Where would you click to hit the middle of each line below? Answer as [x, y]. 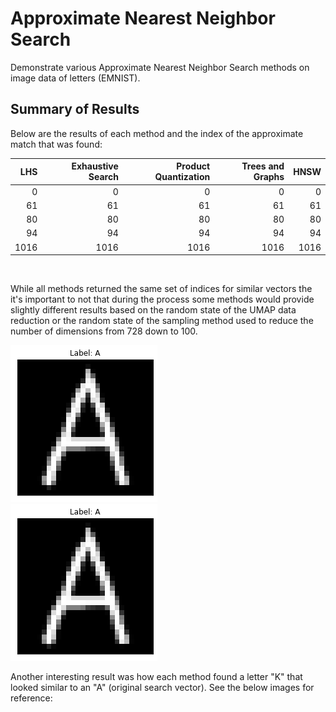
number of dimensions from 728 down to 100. [104, 331]
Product [193, 166]
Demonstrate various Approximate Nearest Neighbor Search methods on [160, 67]
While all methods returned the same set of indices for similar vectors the [161, 288]
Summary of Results [75, 109]
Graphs [269, 177]
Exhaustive [95, 166]
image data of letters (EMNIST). [75, 78]
